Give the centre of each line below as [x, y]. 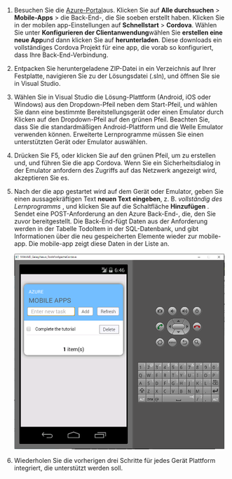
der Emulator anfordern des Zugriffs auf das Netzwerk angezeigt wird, [115, 170]
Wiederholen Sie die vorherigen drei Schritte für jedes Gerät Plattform [115, 460]
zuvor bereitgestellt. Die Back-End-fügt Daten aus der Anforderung [111, 221]
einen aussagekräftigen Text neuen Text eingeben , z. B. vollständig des [118, 199]
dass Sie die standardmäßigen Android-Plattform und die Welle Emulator [118, 127]
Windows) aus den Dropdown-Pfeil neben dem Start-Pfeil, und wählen [115, 104]
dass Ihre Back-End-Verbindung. [61, 55]
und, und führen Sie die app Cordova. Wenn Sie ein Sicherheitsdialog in [117, 163]
